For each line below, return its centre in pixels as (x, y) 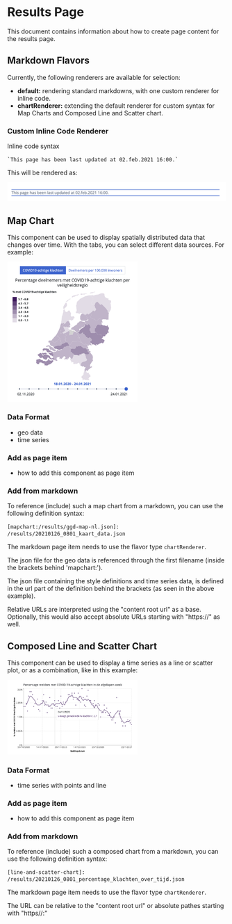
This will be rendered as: (42, 173)
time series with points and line (61, 785)
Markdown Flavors (49, 61)
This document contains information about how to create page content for (113, 31)
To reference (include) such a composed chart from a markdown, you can (113, 852)
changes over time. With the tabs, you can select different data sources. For (116, 245)
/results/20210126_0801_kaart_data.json (67, 534)
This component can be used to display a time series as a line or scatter (110, 663)
